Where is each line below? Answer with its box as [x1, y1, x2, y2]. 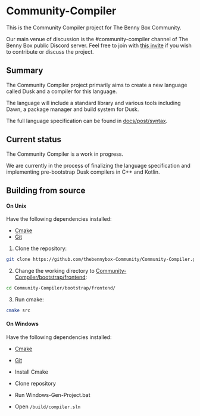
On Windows [6, 321, 39, 328]
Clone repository [14, 380, 57, 387]
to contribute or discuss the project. [6, 48, 94, 55]
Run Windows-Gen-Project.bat [14, 391, 90, 398]
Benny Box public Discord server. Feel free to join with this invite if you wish [6, 42, 192, 49]
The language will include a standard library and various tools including [6, 99, 181, 106]
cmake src [6, 307, 31, 313]
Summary [6, 66, 43, 76]
